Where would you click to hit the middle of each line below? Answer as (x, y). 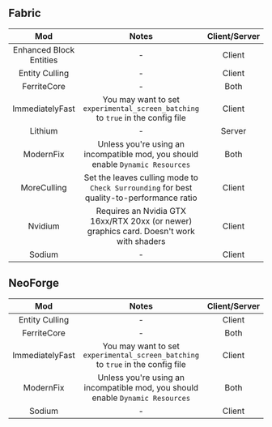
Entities (44, 60)
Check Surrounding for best (141, 187)
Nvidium (44, 226)
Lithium (44, 130)
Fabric (25, 13)
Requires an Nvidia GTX (141, 211)
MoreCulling (44, 187)
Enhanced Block (44, 49)
